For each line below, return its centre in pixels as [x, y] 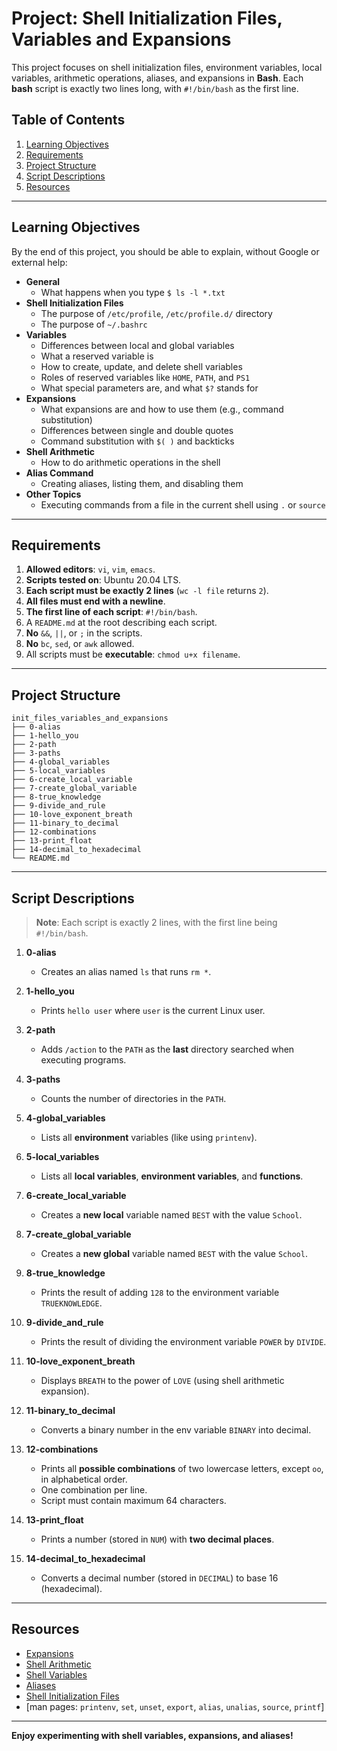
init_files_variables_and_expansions [90, 718]
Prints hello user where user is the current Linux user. [153, 1010]
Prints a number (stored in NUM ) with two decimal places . [157, 1539]
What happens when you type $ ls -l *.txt [133, 292]
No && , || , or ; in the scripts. [84, 633]
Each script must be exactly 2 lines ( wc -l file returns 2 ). [147, 591]
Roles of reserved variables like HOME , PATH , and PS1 [145, 377]
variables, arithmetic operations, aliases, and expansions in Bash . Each [157, 78]
